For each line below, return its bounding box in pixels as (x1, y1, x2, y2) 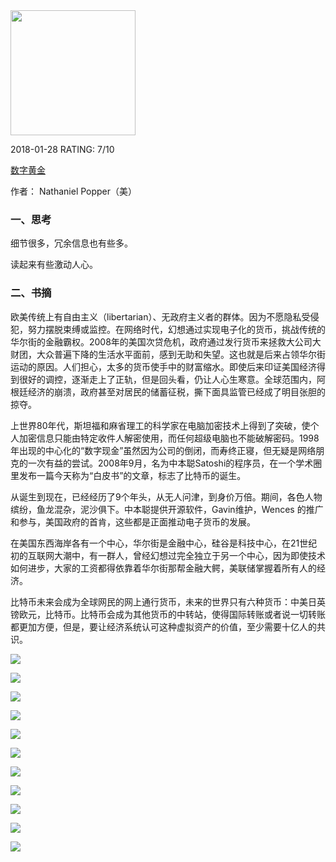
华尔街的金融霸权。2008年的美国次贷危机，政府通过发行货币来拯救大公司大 (10, 335, 322, 348)
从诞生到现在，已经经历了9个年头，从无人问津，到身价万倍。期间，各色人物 (10, 490, 323, 503)
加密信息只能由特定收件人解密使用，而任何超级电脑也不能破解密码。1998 (18, 432, 320, 444)
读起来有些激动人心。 (10, 259, 98, 271)
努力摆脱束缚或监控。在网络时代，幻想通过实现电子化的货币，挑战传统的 (27, 323, 326, 335)
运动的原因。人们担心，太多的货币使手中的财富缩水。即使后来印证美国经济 (10, 360, 317, 373)
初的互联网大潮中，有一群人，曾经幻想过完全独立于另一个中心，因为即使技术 (10, 549, 326, 561)
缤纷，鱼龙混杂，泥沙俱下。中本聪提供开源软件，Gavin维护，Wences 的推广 (10, 503, 324, 515)
